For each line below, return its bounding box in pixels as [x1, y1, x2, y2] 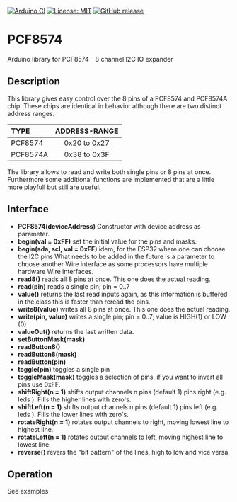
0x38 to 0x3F [64, 149, 110, 159]
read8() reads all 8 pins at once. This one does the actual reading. [17, 275, 211, 283]
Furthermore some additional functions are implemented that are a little [7, 175, 215, 183]
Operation [7, 468, 53, 480]
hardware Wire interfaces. [17, 267, 94, 275]
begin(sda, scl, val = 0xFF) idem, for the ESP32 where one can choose [17, 244, 226, 253]
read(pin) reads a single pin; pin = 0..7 [17, 282, 130, 290]
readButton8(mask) [17, 350, 77, 358]
